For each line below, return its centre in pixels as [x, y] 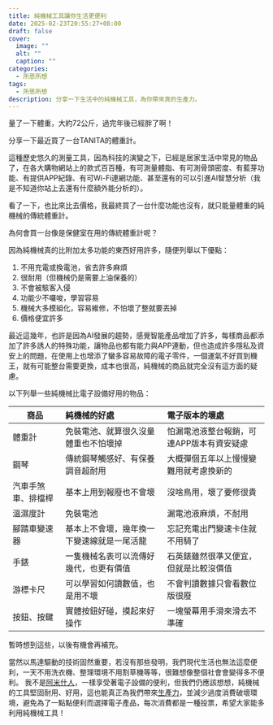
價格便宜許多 [41, 319]
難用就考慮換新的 [200, 471]
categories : [28, 69]
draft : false [30, 31]
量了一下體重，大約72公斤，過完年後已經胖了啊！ [91, 124]
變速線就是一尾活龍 [110, 541]
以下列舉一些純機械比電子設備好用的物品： [80, 393]
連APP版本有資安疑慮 [208, 444]
